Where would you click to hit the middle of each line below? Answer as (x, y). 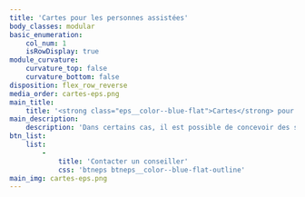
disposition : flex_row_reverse (69, 85)
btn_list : (28, 136)
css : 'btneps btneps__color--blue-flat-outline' (152, 170)
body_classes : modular (52, 26)
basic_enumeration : (46, 34)
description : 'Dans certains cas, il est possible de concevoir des (158, 128)
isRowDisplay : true (63, 52)
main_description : (44, 119)
